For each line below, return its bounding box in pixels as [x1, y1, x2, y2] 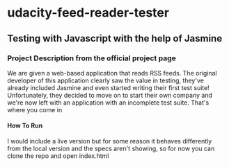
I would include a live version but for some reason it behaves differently [7, 137, 212, 146]
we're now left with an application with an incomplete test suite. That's [7, 98, 210, 107]
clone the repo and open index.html [7, 152, 109, 160]
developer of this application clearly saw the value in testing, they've [7, 76, 204, 85]
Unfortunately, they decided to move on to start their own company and [7, 91, 212, 99]
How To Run [7, 121, 43, 130]
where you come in [7, 105, 63, 114]
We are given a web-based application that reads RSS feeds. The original [7, 69, 217, 77]
